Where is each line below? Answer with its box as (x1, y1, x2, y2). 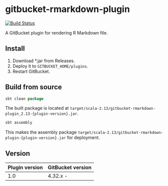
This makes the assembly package (5, 129, 77, 135)
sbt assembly (5, 120, 33, 125)
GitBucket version (47, 164, 92, 171)
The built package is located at (5, 105, 69, 111)
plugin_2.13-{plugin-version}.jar (5, 111, 78, 116)
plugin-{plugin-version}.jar (5, 135, 66, 141)
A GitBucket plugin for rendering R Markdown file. (5, 30, 108, 36)
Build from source (5, 83, 62, 91)
